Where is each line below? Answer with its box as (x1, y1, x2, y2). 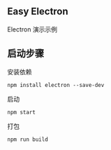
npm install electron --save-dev (7, 81, 105, 88)
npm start (7, 109, 36, 116)
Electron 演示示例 (7, 25, 58, 34)
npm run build (7, 136, 49, 143)
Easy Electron (7, 6, 68, 18)
